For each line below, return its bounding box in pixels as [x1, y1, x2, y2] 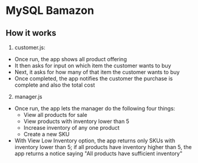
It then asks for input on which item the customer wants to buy [14, 62, 171, 69]
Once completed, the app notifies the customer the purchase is [14, 75, 173, 82]
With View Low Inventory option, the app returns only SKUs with [14, 137, 176, 144]
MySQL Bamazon [5, 4, 95, 18]
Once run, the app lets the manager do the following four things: [14, 105, 176, 112]
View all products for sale [23, 111, 87, 118]
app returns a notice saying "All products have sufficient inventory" [14, 150, 183, 157]
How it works [5, 28, 56, 38]
